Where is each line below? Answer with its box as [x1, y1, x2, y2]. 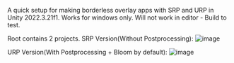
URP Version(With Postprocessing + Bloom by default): [7, 48, 168, 56]
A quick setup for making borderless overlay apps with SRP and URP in [7, 6, 214, 14]
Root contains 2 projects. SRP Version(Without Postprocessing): [7, 34, 194, 43]
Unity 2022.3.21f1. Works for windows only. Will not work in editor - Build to [7, 13, 228, 22]
